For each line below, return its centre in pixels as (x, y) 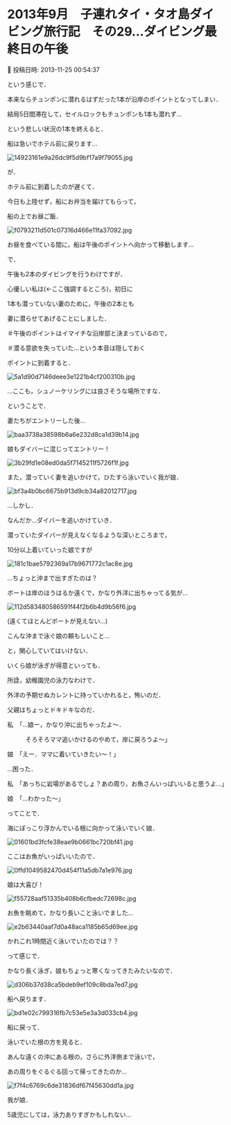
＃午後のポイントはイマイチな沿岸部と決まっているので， (89, 333)
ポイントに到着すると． (41, 362)
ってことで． (25, 813)
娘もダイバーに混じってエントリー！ (59, 449)
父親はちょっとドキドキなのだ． (53, 710)
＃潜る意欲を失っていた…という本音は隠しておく (76, 348)
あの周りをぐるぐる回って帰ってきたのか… (67, 1071)
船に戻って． (25, 1027)
